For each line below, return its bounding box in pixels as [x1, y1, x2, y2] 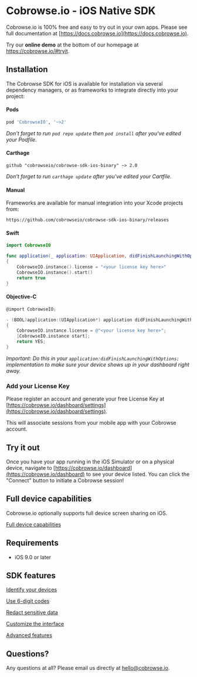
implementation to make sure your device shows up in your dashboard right [6, 361, 189, 368]
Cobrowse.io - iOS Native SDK [6, 4, 156, 18]
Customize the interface [6, 621, 64, 628]
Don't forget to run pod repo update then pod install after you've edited [6, 129, 181, 136]
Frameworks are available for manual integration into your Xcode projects [6, 199, 184, 206]
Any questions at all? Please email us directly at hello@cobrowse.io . [6, 665, 170, 672]
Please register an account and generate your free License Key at [6, 395, 165, 402]
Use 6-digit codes [6, 598, 50, 605]
